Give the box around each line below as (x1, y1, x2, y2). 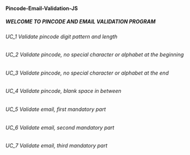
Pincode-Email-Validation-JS (5, 5, 78, 12)
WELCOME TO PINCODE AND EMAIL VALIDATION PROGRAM (5, 18, 156, 25)
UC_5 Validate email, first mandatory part (5, 106, 106, 113)
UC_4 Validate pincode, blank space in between (5, 87, 121, 95)
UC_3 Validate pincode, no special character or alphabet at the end (5, 69, 169, 76)
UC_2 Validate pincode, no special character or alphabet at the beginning (5, 51, 184, 58)
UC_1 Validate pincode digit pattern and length (5, 33, 118, 40)
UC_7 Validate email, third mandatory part (5, 142, 108, 149)
